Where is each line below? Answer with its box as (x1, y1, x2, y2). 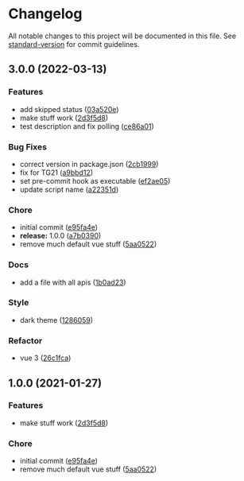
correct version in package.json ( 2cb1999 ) (19, 159, 159, 169)
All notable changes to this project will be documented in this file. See (8, 31, 237, 41)
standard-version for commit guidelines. (8, 39, 140, 48)
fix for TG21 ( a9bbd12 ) (19, 168, 94, 177)
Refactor (8, 335, 43, 346)
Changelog (8, 5, 83, 23)
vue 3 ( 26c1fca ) (19, 353, 72, 363)
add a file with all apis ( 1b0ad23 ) (19, 277, 126, 287)
